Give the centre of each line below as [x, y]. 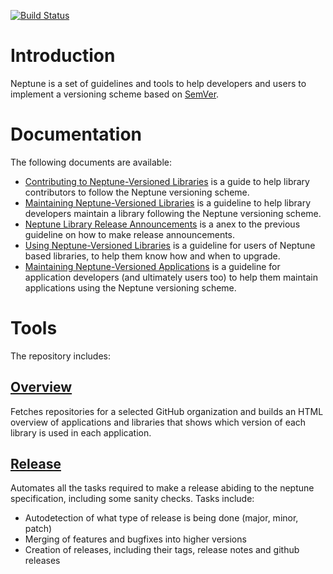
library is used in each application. [81, 432]
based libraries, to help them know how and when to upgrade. [152, 256]
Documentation [76, 134]
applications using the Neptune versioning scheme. [130, 287]
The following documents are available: [91, 162]
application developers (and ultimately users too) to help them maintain [171, 277]
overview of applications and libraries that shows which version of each [158, 422]
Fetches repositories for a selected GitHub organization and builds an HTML [167, 411]
